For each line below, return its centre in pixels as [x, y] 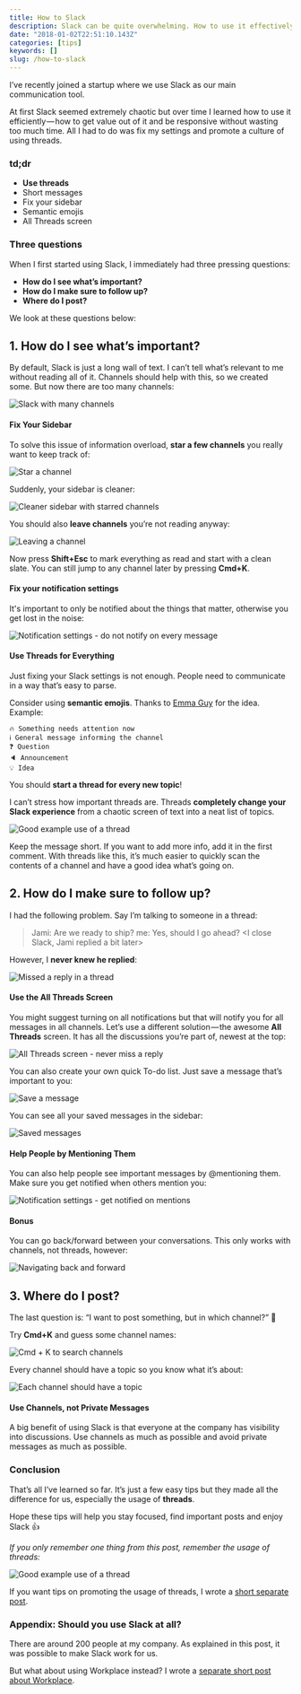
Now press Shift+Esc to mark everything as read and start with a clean [140, 558]
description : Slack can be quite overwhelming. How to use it [128, 26]
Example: [26, 712]
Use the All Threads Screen [61, 998]
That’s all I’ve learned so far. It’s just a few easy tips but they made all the [144, 1489]
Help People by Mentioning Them [73, 1153]
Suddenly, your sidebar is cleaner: [73, 489]
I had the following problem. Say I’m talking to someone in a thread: [133, 915]
